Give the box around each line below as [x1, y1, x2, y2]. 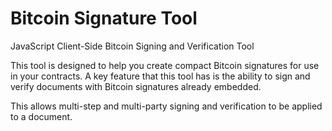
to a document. [10, 110, 73, 122]
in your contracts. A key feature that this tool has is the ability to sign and [10, 70, 311, 82]
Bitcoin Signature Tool [10, 7, 198, 30]
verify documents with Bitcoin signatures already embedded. [10, 80, 262, 92]
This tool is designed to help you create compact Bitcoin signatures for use [10, 59, 320, 71]
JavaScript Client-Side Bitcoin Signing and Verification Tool [10, 40, 255, 52]
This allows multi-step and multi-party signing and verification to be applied [10, 100, 323, 112]
